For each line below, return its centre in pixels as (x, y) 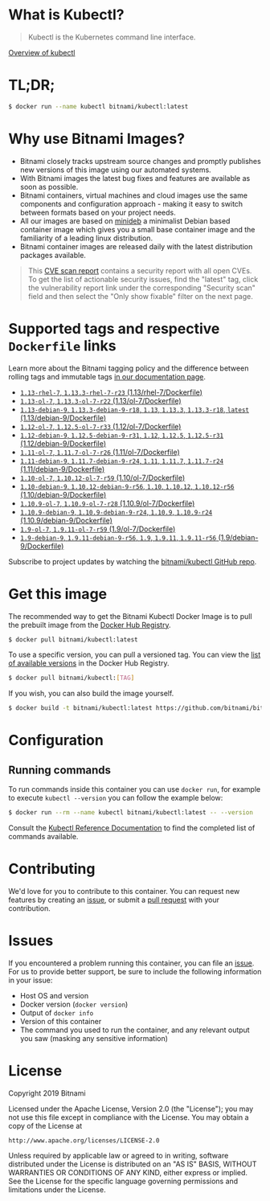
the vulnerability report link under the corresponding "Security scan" (141, 288)
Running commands (59, 770)
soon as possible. (49, 187)
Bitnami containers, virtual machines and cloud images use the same (133, 195)
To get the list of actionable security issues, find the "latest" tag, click (143, 279)
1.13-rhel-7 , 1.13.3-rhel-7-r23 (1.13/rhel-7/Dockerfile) (111, 392)
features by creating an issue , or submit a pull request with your (114, 900)
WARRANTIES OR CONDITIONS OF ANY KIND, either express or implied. (128, 1172)
